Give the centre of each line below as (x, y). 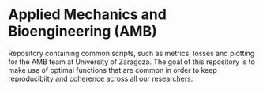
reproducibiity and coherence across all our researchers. (101, 78)
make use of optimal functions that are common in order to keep (113, 70)
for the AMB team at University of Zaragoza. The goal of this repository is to (131, 62)
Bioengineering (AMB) (83, 31)
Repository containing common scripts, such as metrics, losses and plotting (131, 53)
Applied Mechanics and (88, 15)
